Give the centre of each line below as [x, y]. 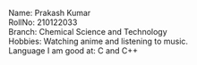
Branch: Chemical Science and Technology [88, 32]
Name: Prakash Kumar [50, 13]
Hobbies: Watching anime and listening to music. [98, 41]
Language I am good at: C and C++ [73, 51]
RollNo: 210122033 [43, 22]
